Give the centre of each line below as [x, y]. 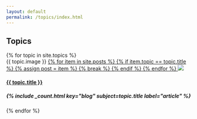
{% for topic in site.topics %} [41, 55]
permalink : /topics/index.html [45, 17]
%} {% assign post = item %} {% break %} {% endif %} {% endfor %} [91, 69]
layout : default [26, 12]
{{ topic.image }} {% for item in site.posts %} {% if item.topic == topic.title [96, 62]
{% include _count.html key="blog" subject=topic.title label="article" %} [98, 96]
